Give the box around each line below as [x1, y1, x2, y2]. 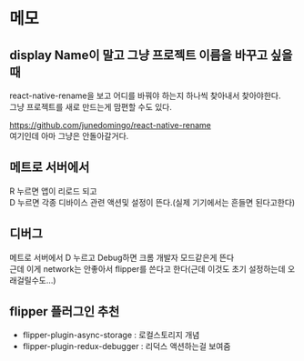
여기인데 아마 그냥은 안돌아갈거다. [9, 131, 129, 141]
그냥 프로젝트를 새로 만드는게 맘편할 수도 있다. [9, 102, 173, 112]
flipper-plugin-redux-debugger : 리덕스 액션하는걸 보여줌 [22, 341, 231, 352]
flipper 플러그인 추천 [9, 304, 120, 319]
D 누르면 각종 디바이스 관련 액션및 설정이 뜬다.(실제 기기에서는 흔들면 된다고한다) [9, 196, 296, 207]
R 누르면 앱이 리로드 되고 [9, 186, 97, 196]
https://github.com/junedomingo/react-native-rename [9, 120, 211, 130]
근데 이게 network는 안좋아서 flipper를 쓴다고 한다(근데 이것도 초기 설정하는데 [9, 263, 286, 274]
